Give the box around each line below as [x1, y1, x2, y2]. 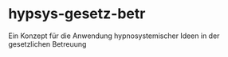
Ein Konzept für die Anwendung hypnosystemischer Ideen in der [8, 31, 220, 40]
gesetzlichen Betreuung [8, 39, 87, 48]
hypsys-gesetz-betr [8, 5, 146, 23]
